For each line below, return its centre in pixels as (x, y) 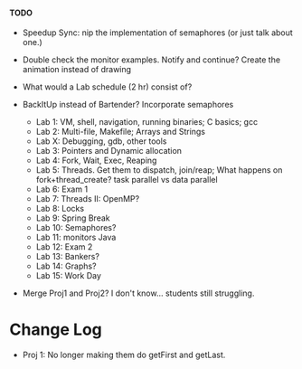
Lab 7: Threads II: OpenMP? (88, 199)
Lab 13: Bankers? (67, 257)
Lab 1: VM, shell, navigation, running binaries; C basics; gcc (147, 122)
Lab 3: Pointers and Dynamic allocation (109, 151)
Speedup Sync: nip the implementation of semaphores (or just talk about (158, 33)
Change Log (56, 330)
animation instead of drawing (77, 70)
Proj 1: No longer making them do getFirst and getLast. (124, 355)
